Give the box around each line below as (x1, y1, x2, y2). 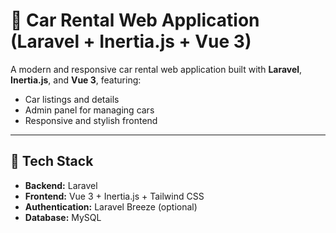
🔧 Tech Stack (10, 153, 94, 170)
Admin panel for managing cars (24, 104, 155, 116)
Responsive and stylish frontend (24, 114, 158, 126)
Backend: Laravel (24, 179, 98, 191)
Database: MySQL (24, 211, 102, 223)
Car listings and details (24, 93, 120, 105)
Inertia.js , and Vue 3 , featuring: (10, 74, 142, 86)
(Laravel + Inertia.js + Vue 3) (10, 30, 252, 53)
